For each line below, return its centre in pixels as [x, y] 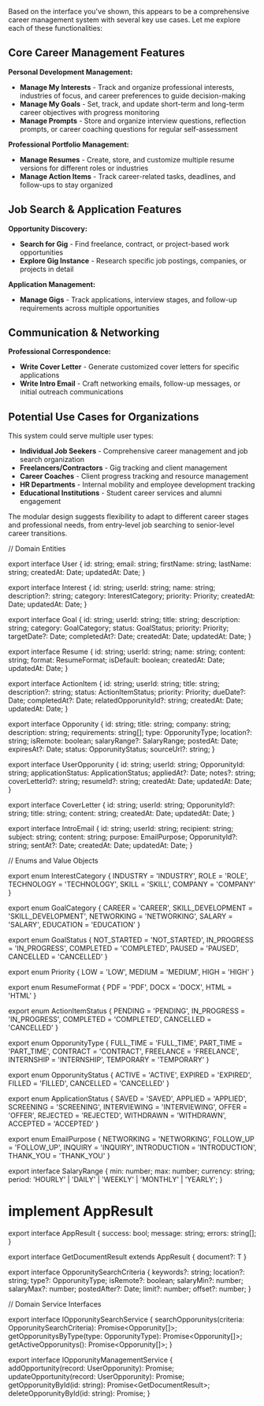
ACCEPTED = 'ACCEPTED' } [54, 1124]
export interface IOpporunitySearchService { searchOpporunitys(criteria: [126, 1319]
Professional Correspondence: [60, 352]
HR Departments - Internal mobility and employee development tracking [137, 485]
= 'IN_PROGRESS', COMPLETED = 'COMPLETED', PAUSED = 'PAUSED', [124, 949]
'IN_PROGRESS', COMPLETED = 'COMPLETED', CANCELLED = [110, 1020]
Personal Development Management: [71, 72]
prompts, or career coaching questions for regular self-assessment [128, 129]
